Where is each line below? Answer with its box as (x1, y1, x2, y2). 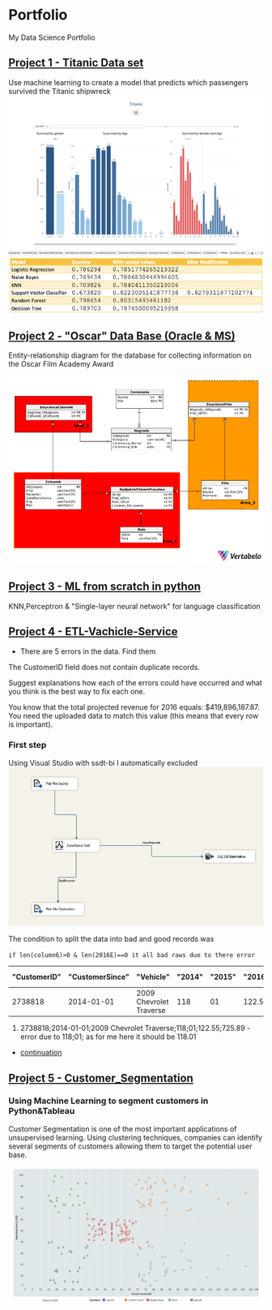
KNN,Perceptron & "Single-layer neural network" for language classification (8, 601, 261, 611)
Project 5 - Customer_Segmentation (8, 1071, 194, 1085)
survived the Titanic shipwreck (8, 86, 111, 96)
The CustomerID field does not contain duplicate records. (8, 662, 201, 672)
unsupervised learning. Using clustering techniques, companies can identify (8, 1132, 263, 1142)
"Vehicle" (136, 972, 170, 981)
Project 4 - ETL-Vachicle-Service (8, 625, 178, 638)
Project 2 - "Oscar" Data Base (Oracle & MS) (8, 329, 236, 343)
